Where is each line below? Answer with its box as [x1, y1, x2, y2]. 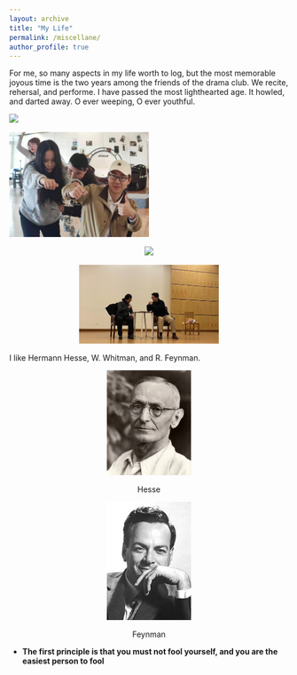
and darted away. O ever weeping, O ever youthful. [9, 96, 196, 107]
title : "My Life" [9, 23, 74, 33]
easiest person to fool [21, 655, 105, 666]
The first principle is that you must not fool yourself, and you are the [21, 647, 278, 657]
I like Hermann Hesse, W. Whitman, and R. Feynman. [9, 352, 201, 363]
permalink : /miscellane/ [9, 33, 101, 42]
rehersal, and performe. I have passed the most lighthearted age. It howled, [9, 87, 285, 98]
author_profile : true [9, 43, 90, 52]
